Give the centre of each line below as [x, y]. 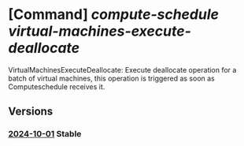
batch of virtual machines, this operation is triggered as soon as [111, 78]
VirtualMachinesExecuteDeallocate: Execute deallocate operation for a [122, 69]
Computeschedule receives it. [57, 86]
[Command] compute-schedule [113, 15]
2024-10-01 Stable [45, 134]
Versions [31, 112]
